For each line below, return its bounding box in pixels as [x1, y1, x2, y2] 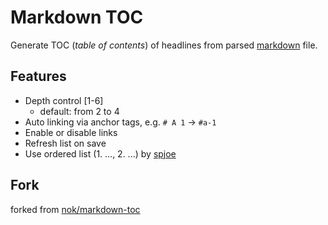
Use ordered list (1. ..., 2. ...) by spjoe [24, 147, 177, 160]
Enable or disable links [24, 126, 118, 138]
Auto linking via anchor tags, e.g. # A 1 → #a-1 [24, 116, 217, 128]
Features [10, 68, 67, 85]
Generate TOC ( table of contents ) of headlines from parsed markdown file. [10, 39, 318, 51]
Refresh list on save [24, 137, 107, 149]
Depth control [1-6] [24, 94, 104, 106]
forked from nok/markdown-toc [10, 203, 141, 215]
